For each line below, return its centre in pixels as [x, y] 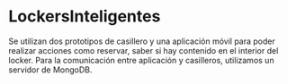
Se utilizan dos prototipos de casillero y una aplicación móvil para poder [142, 41]
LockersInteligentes [85, 17]
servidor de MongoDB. [50, 70]
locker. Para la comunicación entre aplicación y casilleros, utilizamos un [142, 60]
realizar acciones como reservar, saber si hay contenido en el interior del [143, 50]
